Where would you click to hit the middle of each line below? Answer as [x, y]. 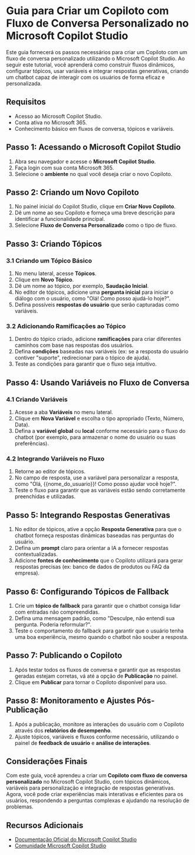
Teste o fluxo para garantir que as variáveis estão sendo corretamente [100, 491]
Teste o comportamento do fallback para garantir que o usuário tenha [99, 631]
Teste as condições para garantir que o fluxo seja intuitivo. [86, 364]
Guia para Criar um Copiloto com [87, 11]
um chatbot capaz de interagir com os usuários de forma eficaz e [85, 77]
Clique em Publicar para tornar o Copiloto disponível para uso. [91, 682]
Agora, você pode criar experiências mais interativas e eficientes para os [95, 794]
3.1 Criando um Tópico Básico [49, 260]
